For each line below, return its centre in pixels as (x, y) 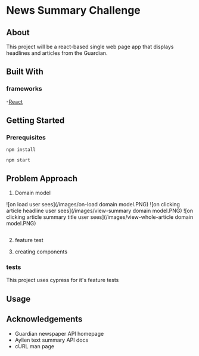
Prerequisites (26, 137)
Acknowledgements (44, 319)
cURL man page (35, 346)
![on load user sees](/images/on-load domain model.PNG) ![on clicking (93, 205)
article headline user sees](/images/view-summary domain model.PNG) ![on (100, 211)
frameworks (24, 89)
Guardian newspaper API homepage (59, 333)
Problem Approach (42, 179)
